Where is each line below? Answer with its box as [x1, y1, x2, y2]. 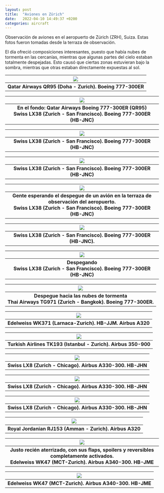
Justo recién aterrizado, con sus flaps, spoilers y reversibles [10, 446, 154, 453]
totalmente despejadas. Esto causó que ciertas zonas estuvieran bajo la [5, 59, 150, 65]
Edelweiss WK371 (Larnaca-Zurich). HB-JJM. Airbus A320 [7, 320, 150, 326]
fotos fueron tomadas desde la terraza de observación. [5, 40, 116, 46]
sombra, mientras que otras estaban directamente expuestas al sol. [5, 65, 141, 71]
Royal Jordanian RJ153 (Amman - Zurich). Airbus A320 [7, 425, 141, 432]
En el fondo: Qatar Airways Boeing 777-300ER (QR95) [17, 104, 147, 111]
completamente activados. [50, 453, 114, 460]
